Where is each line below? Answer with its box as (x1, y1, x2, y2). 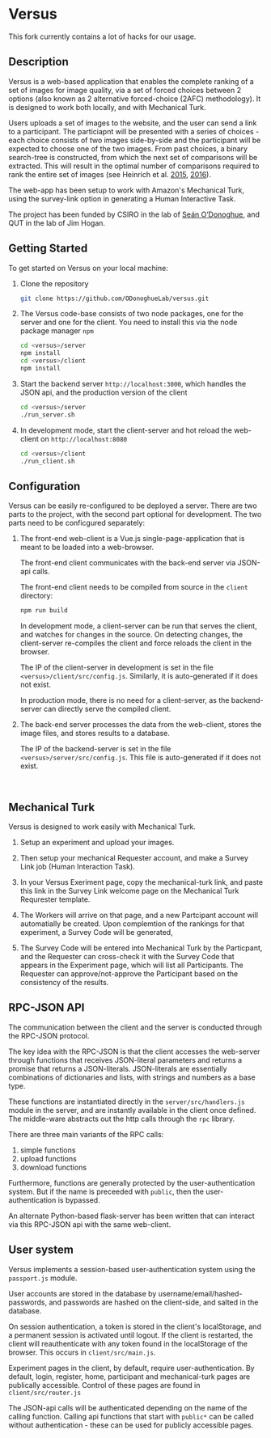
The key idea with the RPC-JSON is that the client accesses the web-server (8, 1047, 260, 1056)
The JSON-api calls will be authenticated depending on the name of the (8, 1402, 248, 1412)
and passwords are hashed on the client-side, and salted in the (48, 1297, 259, 1307)
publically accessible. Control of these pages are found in (8, 1380, 201, 1389)
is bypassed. (57, 1195, 100, 1205)
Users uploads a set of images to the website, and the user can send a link (8, 118, 257, 128)
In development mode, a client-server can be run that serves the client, (19, 621, 257, 631)
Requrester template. (19, 895, 91, 904)
